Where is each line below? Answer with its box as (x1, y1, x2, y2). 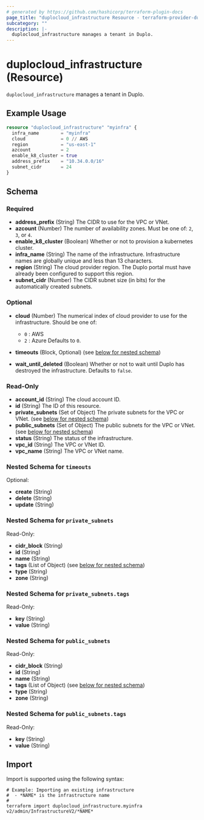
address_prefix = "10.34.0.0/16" (12, 159, 104, 165)
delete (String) (15, 495, 52, 502)
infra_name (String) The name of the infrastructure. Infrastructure (15, 250, 180, 258)
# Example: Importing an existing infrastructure (6, 787, 135, 793)
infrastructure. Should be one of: (15, 319, 97, 326)
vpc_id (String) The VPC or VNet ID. (15, 441, 106, 449)
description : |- (6, 26, 47, 32)
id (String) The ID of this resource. (15, 402, 101, 410)
